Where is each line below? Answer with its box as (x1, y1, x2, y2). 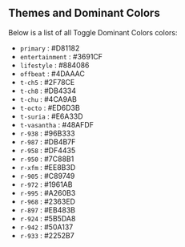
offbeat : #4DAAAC (19, 68, 86, 79)
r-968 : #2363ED (19, 196, 76, 206)
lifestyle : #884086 (19, 60, 90, 70)
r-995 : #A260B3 (19, 188, 76, 197)
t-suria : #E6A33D (19, 111, 83, 121)
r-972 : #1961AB (19, 180, 73, 189)
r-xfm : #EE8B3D (19, 162, 76, 172)
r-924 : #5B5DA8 (19, 213, 76, 223)
